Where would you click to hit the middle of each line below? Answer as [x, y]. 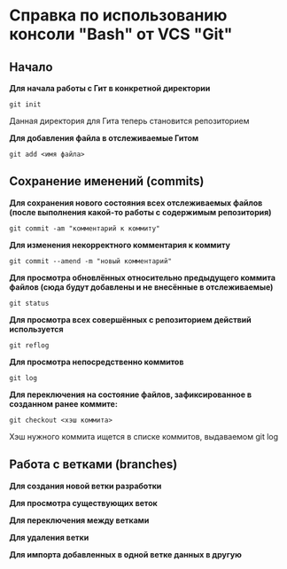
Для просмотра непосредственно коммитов [97, 362]
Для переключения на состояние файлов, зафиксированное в [131, 394]
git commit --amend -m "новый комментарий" [91, 261]
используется [36, 329]
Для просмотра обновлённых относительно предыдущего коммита [143, 277]
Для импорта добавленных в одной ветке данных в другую [125, 554]
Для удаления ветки [49, 537]
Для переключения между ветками [79, 520]
